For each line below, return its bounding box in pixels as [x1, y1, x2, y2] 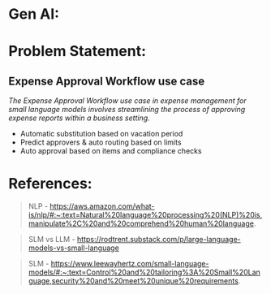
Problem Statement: [8, 42, 147, 61]
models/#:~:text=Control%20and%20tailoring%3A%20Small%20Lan [28, 267, 261, 277]
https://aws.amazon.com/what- [49, 201, 156, 211]
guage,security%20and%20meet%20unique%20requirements [28, 276, 239, 286]
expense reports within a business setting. [8, 113, 150, 123]
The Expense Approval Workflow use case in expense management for [8, 96, 247, 106]
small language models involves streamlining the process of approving [8, 105, 246, 115]
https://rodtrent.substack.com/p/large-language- [76, 235, 241, 244]
